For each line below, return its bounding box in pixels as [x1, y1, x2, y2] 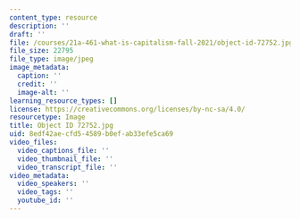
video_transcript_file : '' [17, 163, 118, 172]
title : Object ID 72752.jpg [9, 122, 114, 131]
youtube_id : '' [17, 196, 74, 206]
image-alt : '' [17, 88, 70, 97]
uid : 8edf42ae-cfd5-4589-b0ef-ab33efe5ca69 [9, 130, 174, 139]
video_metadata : [9, 171, 70, 180]
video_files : [9, 138, 58, 147]
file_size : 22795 [9, 46, 74, 55]
